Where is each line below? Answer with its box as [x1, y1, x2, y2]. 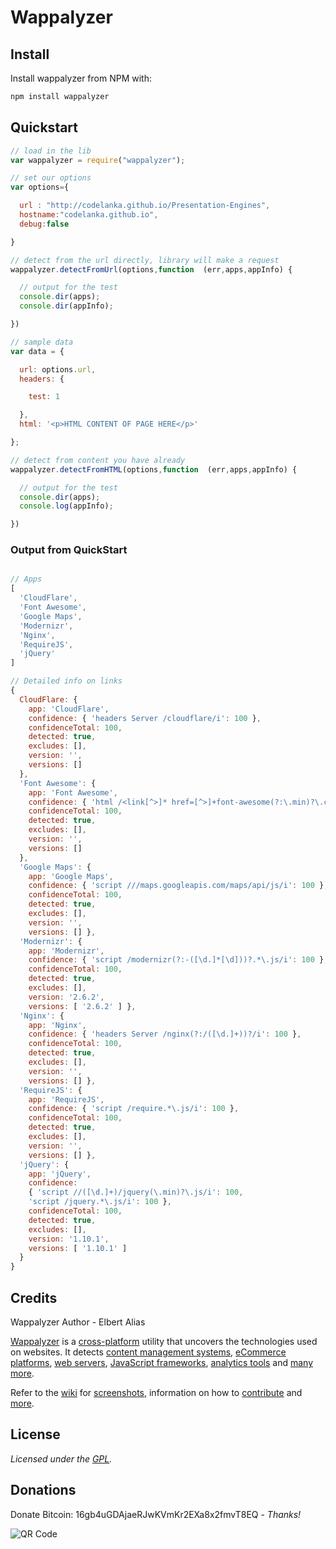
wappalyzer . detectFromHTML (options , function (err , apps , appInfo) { [10, 464, 298, 475]
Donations [10, 1482, 77, 1499]
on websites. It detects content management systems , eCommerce [10, 1346, 287, 1358]
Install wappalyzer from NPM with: [10, 72, 152, 84]
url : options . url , [19, 364, 97, 375]
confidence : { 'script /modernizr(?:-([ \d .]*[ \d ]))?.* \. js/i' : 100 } [28, 955, 325, 965]
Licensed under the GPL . [10, 1452, 113, 1465]
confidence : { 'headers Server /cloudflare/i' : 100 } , [28, 713, 262, 723]
